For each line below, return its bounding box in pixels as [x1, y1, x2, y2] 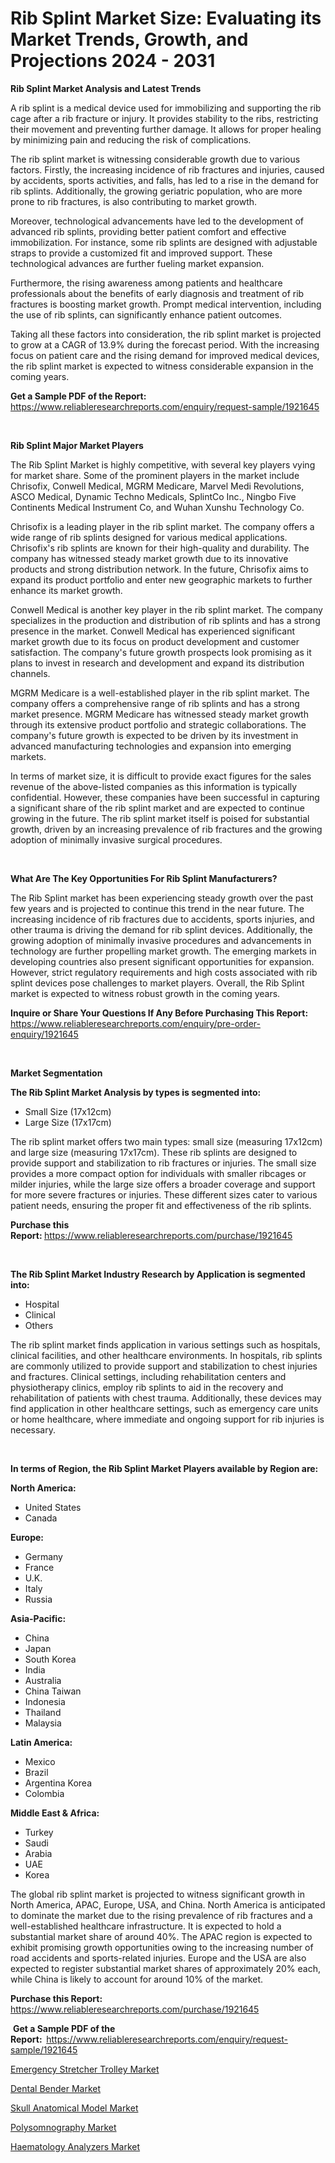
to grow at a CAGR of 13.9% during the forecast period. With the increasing [10, 338, 320, 351]
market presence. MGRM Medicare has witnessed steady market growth [10, 708, 309, 720]
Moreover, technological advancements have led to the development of [10, 215, 304, 227]
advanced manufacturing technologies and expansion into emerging [10, 740, 292, 752]
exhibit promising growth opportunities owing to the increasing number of [10, 1941, 314, 1953]
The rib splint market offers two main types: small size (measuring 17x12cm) [10, 1135, 323, 1147]
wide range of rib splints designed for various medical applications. [10, 531, 288, 543]
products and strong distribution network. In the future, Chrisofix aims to [10, 563, 309, 575]
